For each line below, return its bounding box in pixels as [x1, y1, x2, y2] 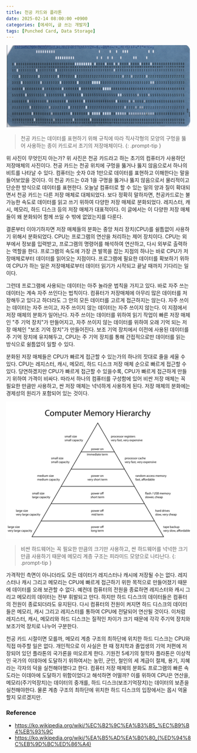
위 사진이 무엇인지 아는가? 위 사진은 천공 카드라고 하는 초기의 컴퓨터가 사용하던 [6, 154, 186, 161]
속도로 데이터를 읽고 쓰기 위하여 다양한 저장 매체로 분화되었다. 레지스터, [21, 198, 185, 205]
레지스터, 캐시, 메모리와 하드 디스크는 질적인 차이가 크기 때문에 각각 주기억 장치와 [6, 615, 191, 622]
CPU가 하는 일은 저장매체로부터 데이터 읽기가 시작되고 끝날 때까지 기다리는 [12, 262, 183, 269]
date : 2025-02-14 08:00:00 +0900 [6, 15, 88, 22]
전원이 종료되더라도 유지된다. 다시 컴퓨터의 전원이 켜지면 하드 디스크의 [12, 601, 172, 608]
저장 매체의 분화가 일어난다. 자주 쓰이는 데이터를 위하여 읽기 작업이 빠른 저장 [6, 311, 180, 318]
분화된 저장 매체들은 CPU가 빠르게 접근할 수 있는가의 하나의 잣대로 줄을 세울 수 [6, 353, 186, 360]
